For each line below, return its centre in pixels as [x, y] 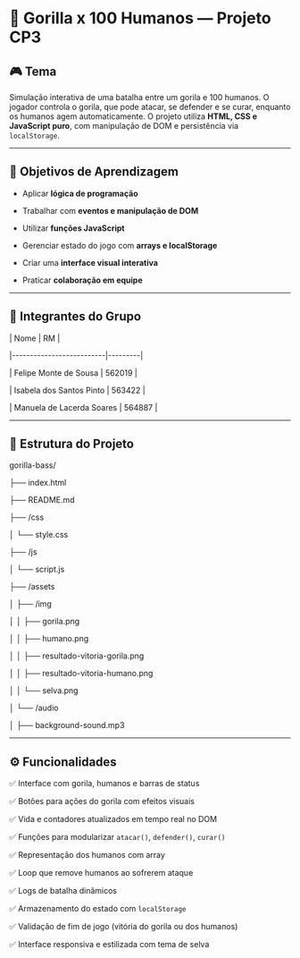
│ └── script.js [37, 569]
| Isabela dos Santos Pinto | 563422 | [77, 390]
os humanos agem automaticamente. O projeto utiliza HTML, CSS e [133, 116]
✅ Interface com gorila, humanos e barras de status [104, 784]
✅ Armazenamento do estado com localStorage [98, 909]
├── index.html [38, 483]
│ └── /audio [34, 708]
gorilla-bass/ [33, 465]
